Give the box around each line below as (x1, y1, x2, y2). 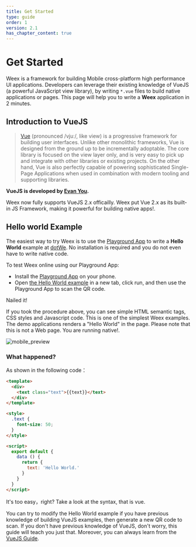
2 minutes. (6, 100, 32, 107)
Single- (171, 164, 189, 171)
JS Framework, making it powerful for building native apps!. (11, 205, 156, 212)
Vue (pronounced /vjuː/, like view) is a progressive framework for (20, 132, 177, 140)
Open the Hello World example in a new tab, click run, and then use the (14, 279, 186, 286)
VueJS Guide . (6, 535, 39, 542)
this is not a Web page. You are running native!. (6, 327, 120, 334)
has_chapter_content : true (6, 30, 72, 36)
